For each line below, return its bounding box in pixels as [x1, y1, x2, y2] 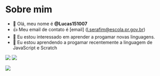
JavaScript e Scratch [12, 45, 57, 51]
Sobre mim [5, 4, 52, 15]
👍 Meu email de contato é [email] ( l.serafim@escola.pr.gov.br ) [12, 26, 146, 32]
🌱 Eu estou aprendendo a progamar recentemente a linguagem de [12, 39, 153, 45]
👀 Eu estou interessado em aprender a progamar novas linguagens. [12, 33, 155, 40]
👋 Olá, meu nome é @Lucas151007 [12, 21, 88, 27]
